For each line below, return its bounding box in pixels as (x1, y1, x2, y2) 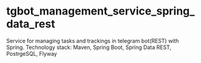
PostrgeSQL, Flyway (6, 50, 58, 57)
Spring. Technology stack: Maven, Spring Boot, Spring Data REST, (6, 44, 172, 51)
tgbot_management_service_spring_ (6, 4, 196, 18)
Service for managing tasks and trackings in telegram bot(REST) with (6, 37, 179, 44)
